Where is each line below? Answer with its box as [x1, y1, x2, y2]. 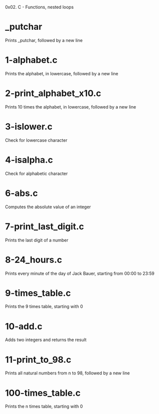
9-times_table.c [5, 287, 71, 299]
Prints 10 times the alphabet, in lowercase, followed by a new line [5, 104, 136, 109]
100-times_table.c [5, 387, 81, 398]
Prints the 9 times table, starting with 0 [5, 304, 83, 309]
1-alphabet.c [5, 55, 58, 65]
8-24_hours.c [5, 254, 63, 265]
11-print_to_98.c [5, 354, 71, 365]
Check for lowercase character [5, 137, 68, 143]
